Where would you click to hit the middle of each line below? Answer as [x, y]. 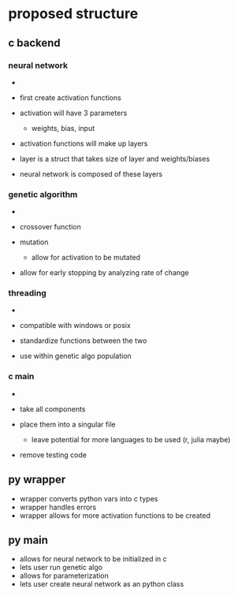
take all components [52, 409]
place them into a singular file [67, 424]
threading [28, 293]
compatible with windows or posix [75, 326]
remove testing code [53, 455]
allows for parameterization [64, 576]
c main [21, 377]
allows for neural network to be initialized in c [93, 559]
